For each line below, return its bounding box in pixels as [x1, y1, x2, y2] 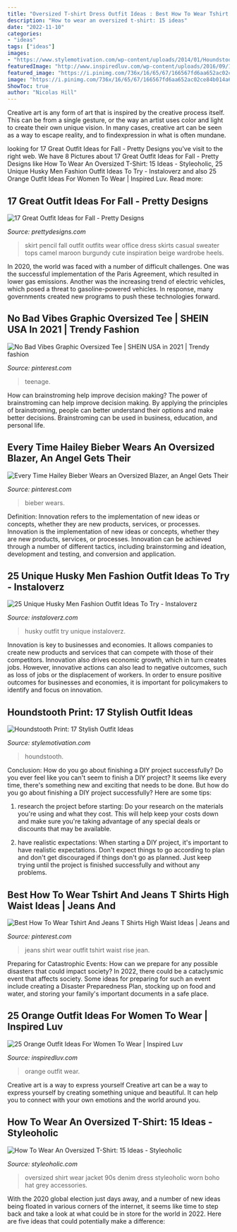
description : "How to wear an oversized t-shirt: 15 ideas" [7, 17, 188, 24]
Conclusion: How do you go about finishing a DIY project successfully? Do [7, 766, 224, 775]
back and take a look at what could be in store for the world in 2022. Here [7, 1209, 222, 1218]
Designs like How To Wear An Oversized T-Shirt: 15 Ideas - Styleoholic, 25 [7, 159, 223, 168]
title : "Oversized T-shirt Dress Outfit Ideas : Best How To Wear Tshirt [7, 10, 229, 18]
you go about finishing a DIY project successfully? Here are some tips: [7, 788, 212, 797]
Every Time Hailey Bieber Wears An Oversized [7, 442, 215, 454]
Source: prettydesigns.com [7, 227, 86, 236]
